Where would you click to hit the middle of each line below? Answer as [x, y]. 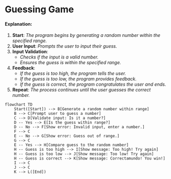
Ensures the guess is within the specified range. [70, 63]
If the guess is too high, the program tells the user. [73, 73]
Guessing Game [39, 9]
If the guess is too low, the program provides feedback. [78, 79]
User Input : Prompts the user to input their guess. [65, 46]
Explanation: [19, 24]
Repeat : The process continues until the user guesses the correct [81, 90]
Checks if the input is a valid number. [59, 57]
